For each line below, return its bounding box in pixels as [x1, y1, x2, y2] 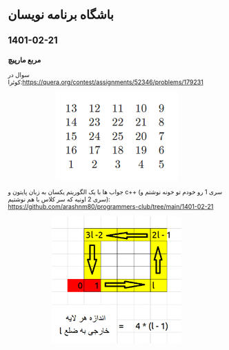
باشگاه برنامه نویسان [8, 7, 114, 23]
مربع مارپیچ [8, 55, 41, 65]
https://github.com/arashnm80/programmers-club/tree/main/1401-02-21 [8, 202, 214, 210]
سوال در [8, 70, 30, 79]
